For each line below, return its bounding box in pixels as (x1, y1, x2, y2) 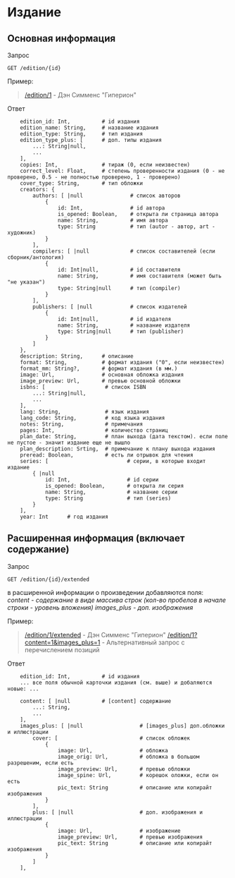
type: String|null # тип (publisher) (57, 328, 184, 335)
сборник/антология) (7, 254, 65, 261)
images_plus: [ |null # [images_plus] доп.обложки (20, 722, 225, 729)
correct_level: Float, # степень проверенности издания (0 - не (20, 167, 225, 174)
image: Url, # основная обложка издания (20, 371, 184, 378)
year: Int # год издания (20, 513, 109, 520)
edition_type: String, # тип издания (20, 131, 143, 138)
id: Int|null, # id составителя (57, 266, 181, 273)
